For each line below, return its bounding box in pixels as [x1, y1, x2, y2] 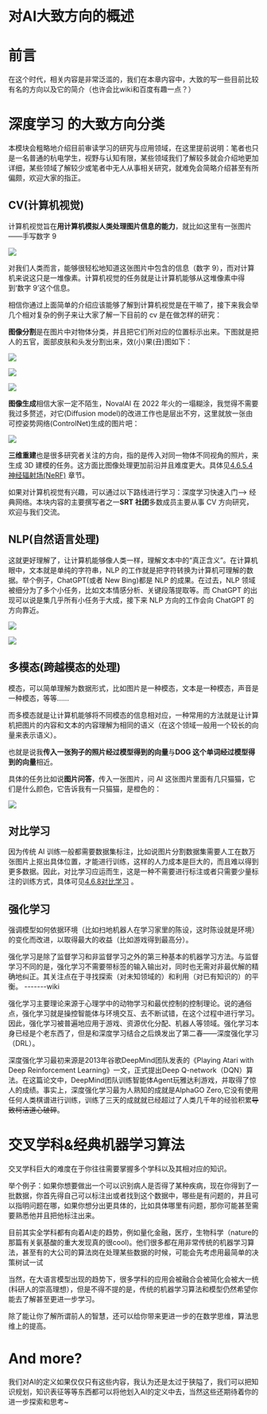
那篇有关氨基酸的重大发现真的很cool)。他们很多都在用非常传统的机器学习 [8, 1238, 248, 1248]
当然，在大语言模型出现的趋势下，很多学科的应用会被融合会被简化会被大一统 [8, 1275, 259, 1284]
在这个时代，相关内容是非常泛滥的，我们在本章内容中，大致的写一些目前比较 [8, 75, 259, 84]
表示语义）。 [21, 730, 61, 739]
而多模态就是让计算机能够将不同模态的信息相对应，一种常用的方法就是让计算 [8, 710, 259, 719]
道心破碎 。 [29, 1105, 64, 1115]
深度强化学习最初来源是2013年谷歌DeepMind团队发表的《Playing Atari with [8, 1056, 254, 1065]
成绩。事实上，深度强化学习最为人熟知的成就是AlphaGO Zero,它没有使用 [21, 1085, 259, 1095]
